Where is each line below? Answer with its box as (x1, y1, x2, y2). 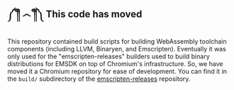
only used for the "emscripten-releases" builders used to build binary (7, 52, 211, 60)
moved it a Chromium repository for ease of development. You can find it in (7, 67, 228, 75)
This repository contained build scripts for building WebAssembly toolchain (7, 37, 227, 46)
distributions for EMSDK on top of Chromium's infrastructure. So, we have (7, 59, 223, 67)
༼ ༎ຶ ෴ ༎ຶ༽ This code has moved (7, 8, 143, 20)
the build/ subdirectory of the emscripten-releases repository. (7, 75, 191, 83)
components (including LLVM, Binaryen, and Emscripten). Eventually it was (7, 44, 227, 53)
